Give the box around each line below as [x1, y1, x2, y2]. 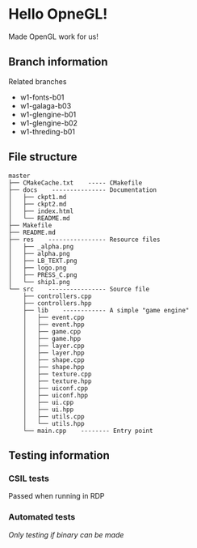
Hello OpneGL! [8, 5, 108, 23]
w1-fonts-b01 [19, 92, 65, 102]
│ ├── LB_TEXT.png [8, 257, 78, 265]
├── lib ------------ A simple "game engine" [23, 306, 190, 314]
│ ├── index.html [8, 207, 74, 215]
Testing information [8, 448, 111, 462]
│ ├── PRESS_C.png [8, 270, 78, 279]
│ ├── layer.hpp [23, 349, 85, 357]
